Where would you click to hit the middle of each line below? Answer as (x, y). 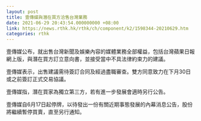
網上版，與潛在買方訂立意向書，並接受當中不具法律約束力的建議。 (87, 59)
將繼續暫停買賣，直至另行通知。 (45, 112)
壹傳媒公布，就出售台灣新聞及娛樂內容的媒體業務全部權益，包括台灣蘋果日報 (100, 52)
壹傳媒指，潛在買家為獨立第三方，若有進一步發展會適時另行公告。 (87, 92)
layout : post (22, 12)
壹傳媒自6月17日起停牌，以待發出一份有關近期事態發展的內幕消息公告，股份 (100, 104)
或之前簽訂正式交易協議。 (38, 79)
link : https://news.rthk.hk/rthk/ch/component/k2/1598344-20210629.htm (97, 28)
